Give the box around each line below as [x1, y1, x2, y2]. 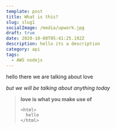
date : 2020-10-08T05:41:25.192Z [6, 35, 85, 41]
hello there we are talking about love [6, 73, 93, 80]
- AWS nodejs [11, 57, 43, 63]
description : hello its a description [6, 41, 100, 47]
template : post [6, 8, 43, 15]
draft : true [6, 30, 35, 36]
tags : [6, 52, 19, 58]
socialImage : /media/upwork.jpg [6, 24, 85, 31]
